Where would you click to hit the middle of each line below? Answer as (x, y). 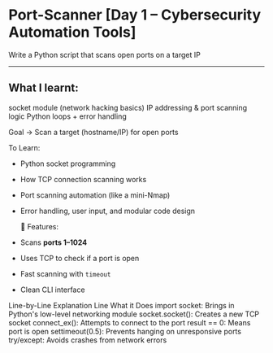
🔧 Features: (39, 226)
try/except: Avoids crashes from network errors (88, 340)
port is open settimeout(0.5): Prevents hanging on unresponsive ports (125, 331)
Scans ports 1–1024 (54, 242)
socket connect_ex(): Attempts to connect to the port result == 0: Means (130, 322)
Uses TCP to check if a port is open (80, 258)
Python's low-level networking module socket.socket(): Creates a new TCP (134, 314)
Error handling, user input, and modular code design (108, 211)
